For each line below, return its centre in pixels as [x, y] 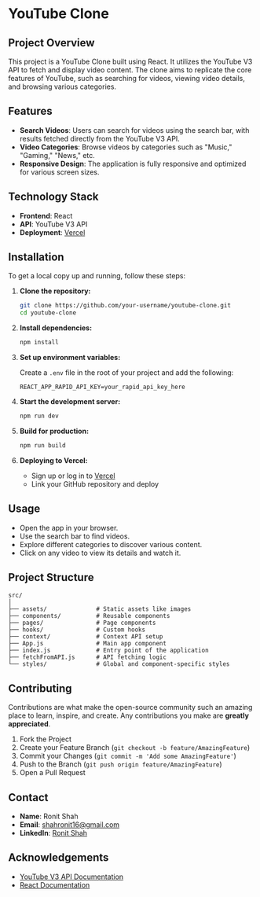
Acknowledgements [59, 858]
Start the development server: [70, 402]
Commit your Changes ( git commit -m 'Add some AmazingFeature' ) [128, 756]
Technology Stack [53, 197]
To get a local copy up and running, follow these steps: [97, 276]
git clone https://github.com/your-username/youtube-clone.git [125, 306]
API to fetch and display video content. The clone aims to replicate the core [130, 70]
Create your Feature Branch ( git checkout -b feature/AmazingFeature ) [135, 748]
